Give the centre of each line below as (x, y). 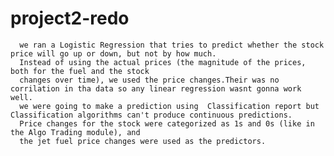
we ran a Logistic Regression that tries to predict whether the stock (172, 45)
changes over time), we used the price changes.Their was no (149, 80)
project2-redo (70, 18)
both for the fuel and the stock (80, 71)
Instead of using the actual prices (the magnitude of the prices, (163, 62)
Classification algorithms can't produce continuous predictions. (151, 115)
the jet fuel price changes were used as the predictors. (143, 141)
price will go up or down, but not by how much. (113, 53)
